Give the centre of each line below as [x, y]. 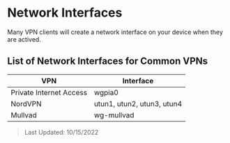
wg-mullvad [114, 115]
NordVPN [26, 103]
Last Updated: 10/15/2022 [61, 132]
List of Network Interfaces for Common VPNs [108, 61]
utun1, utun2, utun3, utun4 [138, 103]
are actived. [24, 39]
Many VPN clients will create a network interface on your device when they [115, 32]
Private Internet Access [49, 92]
